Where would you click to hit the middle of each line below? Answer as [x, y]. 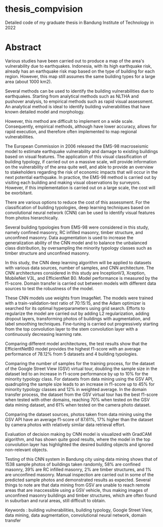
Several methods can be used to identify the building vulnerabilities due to [80, 91]
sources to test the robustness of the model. [49, 288]
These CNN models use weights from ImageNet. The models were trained [79, 298]
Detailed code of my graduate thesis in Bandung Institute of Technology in [80, 22]
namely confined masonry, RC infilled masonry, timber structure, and [74, 232]
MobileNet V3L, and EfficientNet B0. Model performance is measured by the [81, 278]
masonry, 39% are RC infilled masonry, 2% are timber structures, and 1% [78, 469]
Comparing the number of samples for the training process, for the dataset [80, 363]
